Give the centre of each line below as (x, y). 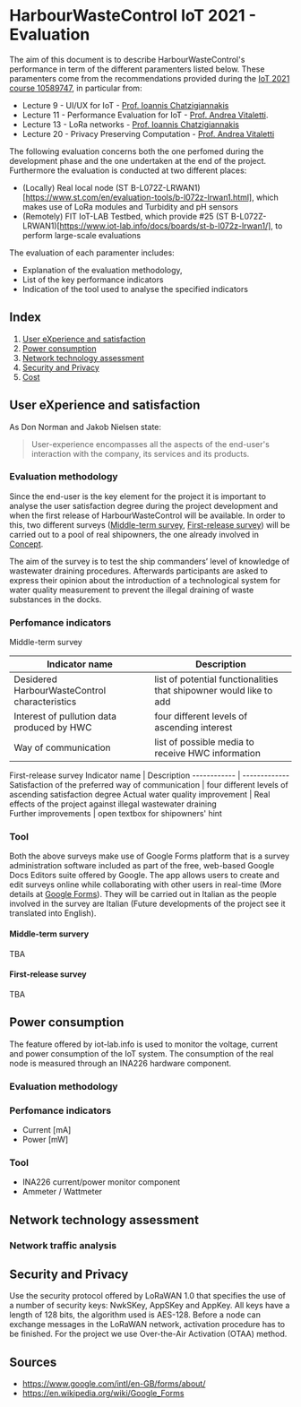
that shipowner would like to (214, 691)
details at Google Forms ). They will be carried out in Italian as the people (143, 894)
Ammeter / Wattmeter (62, 1192)
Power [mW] (45, 1139)
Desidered (36, 679)
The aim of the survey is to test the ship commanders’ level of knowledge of (150, 561)
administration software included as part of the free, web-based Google (142, 866)
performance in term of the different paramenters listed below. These (137, 69)
